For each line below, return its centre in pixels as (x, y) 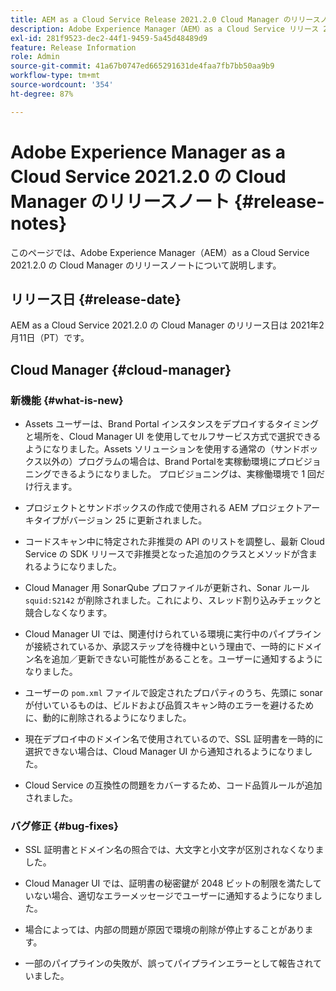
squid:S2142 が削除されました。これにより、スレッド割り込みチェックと (173, 600)
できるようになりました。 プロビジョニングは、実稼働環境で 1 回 (184, 474)
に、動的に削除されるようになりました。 (108, 718)
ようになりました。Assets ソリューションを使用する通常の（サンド (162, 449)
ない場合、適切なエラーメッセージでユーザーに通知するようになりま (173, 896)
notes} (39, 223)
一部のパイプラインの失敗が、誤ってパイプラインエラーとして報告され (168, 963)
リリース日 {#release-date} (96, 299)
